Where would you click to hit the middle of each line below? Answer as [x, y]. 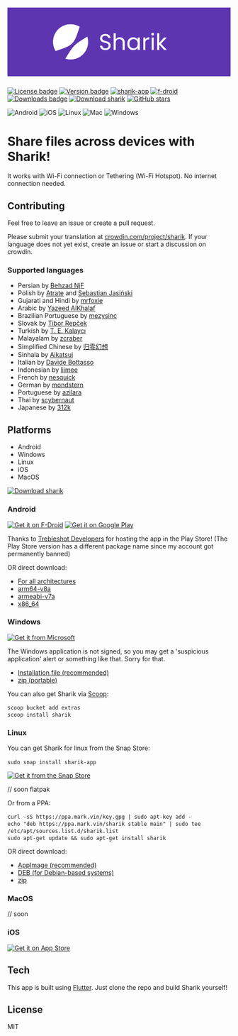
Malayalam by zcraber [50, 338]
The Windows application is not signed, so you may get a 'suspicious [108, 651]
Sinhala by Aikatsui [45, 355]
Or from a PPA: [29, 803]
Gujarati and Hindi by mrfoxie [60, 301]
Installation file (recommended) [63, 672]
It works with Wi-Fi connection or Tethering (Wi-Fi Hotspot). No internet [112, 176]
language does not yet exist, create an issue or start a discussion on [107, 244]
